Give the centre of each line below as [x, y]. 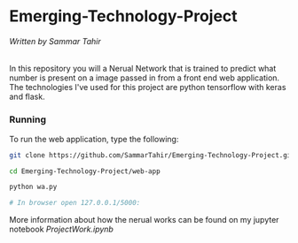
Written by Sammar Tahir [55, 41]
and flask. [27, 97]
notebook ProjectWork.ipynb [61, 229]
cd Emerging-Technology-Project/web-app [85, 171]
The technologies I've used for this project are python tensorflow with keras [148, 87]
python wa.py [33, 187]
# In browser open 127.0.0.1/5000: [75, 203]
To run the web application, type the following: [94, 139]
